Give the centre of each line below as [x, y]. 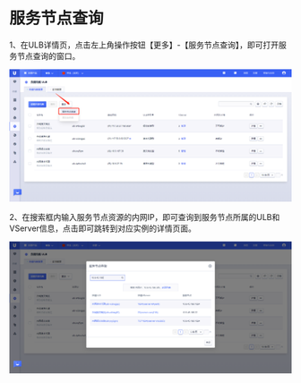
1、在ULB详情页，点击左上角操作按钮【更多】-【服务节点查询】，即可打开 [144, 45]
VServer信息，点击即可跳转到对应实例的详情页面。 [103, 228]
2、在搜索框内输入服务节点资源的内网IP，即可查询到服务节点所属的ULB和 [145, 217]
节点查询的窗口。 [48, 55]
